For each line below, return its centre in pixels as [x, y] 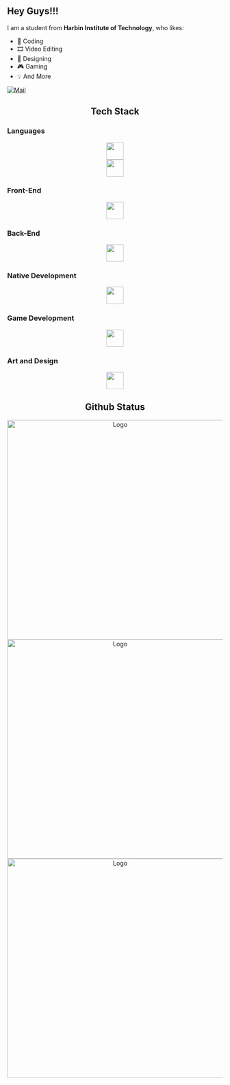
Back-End [24, 233]
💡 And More [34, 76]
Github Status [115, 407]
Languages [26, 131]
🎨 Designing [34, 58]
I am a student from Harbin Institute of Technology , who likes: [95, 27]
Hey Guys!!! [33, 11]
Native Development [42, 276]
